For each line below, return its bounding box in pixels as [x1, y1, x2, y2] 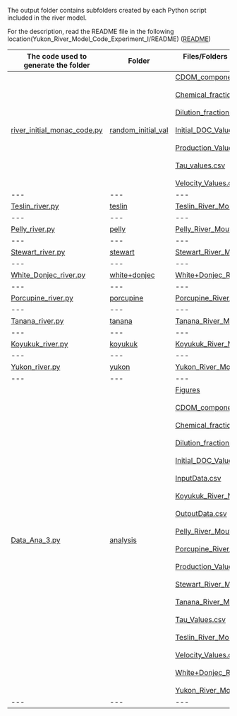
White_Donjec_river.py [11, 270, 86, 280]
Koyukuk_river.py [11, 339, 68, 348]
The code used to [27, 52, 87, 61]
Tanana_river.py [11, 316, 64, 326]
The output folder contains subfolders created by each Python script [7, 6, 207, 14]
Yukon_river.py [11, 362, 61, 372]
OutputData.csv [175, 509, 227, 518]
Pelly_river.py [11, 224, 55, 234]
